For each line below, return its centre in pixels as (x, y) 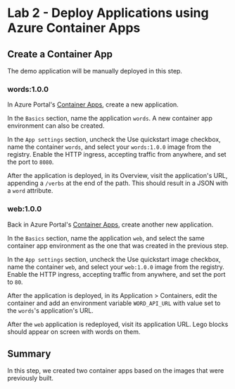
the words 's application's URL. (50, 310)
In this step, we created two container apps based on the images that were (116, 371)
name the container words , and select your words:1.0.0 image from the (109, 147)
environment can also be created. (56, 126)
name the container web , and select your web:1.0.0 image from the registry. (116, 267)
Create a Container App (60, 54)
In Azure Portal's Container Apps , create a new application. (93, 104)
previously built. (31, 378)
